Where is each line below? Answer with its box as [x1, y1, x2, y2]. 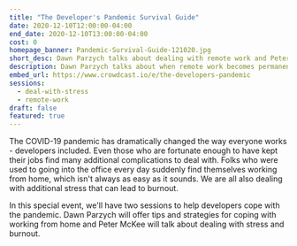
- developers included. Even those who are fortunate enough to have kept [9, 145, 278, 156]
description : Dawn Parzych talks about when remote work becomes [9, 63, 255, 72]
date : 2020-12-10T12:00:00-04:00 [9, 21, 133, 30]
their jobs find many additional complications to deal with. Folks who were [9, 155, 278, 165]
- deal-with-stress [17, 87, 89, 96]
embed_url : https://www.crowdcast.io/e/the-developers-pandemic [9, 71, 251, 80]
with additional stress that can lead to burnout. [9, 183, 179, 194]
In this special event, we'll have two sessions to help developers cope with [9, 200, 280, 211]
